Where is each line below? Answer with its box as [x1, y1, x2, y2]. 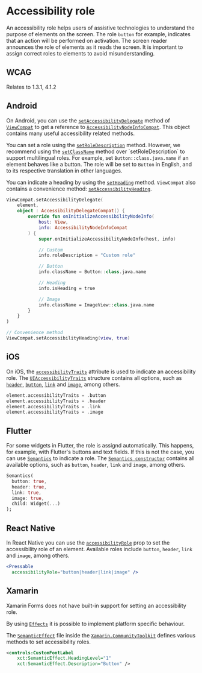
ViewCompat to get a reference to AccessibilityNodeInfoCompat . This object [6, 123, 191, 130]
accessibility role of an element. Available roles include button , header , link [6, 546, 192, 552]
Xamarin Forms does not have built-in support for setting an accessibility [6, 602, 186, 609]
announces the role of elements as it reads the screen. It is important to [6, 43, 183, 51]
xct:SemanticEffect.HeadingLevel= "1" [17, 656, 112, 662]
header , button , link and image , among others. [6, 381, 120, 388]
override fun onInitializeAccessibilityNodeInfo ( [28, 213, 155, 220]
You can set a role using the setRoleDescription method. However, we [6, 141, 181, 148]
